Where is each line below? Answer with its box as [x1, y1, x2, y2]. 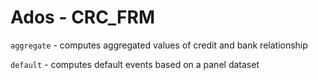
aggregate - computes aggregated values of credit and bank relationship [10, 39, 308, 51]
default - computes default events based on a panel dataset [10, 58, 260, 70]
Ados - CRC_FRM [10, 6, 156, 29]
